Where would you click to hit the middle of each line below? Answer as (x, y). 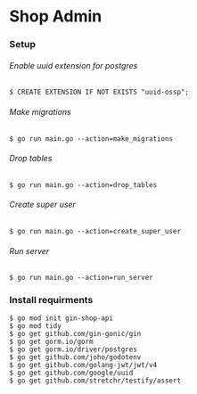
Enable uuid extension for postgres (74, 65)
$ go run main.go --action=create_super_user (95, 231)
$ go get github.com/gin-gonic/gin (75, 334)
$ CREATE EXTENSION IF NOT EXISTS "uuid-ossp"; (99, 92)
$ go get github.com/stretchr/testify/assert (95, 381)
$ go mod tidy (36, 326)
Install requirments (51, 300)
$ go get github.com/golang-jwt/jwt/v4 (83, 365)
